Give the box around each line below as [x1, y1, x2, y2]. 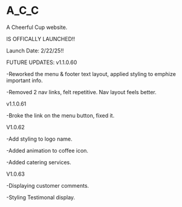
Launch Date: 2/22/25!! [6, 46, 64, 54]
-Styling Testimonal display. [6, 194, 76, 201]
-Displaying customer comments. [6, 182, 89, 189]
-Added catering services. [6, 158, 71, 166]
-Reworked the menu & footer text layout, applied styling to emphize [6, 70, 177, 77]
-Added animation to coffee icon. [6, 147, 89, 154]
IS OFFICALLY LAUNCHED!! [6, 35, 76, 42]
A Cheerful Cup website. [6, 24, 68, 31]
